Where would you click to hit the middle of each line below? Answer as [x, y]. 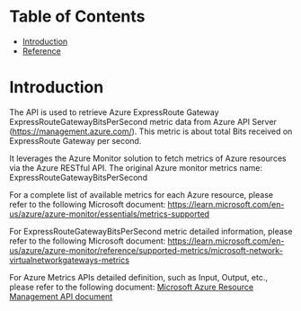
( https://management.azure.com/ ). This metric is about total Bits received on [151, 131]
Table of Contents [77, 17]
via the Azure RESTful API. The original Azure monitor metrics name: [136, 167]
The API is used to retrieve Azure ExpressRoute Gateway [114, 112]
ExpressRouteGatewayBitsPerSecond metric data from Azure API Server [143, 121]
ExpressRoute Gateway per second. [75, 140]
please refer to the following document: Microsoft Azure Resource [132, 287]
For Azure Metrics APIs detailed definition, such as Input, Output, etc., [138, 277]
